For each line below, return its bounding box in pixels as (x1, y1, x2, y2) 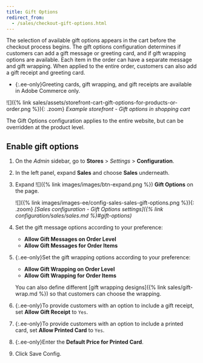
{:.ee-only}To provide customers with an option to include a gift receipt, (15, 302, 194, 310)
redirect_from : (6, 15, 45, 21)
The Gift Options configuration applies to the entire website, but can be (6, 117, 184, 124)
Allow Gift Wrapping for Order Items (24, 272, 117, 279)
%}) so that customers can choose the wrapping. (38, 290, 162, 297)
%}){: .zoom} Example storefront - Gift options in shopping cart (32, 106, 190, 113)
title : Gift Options (6, 8, 59, 15)
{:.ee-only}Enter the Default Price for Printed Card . (15, 338, 144, 346)
